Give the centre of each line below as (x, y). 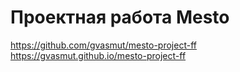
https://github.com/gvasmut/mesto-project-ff (103, 45)
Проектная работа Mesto (120, 17)
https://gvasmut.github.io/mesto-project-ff (98, 55)
